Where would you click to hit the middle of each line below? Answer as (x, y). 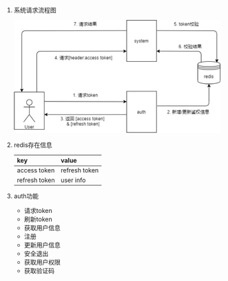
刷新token (38, 219)
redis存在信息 (33, 145)
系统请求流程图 (35, 10)
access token (36, 170)
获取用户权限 (42, 262)
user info (73, 180)
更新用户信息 (42, 245)
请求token (38, 211)
